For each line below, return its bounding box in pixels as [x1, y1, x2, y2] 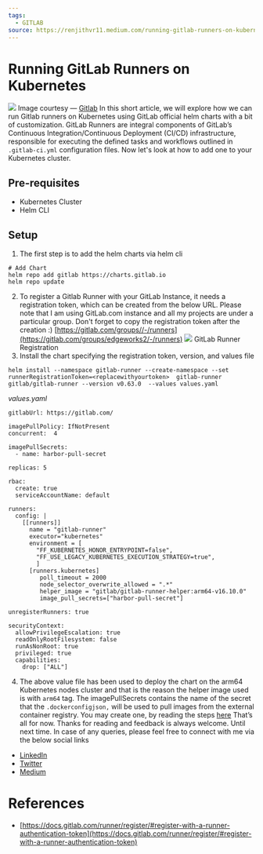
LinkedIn [19, 750, 48, 760]
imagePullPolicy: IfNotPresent [8, 422, 110, 430]
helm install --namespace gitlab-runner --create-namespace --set [8, 366, 229, 374]
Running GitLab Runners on [8, 60, 190, 78]
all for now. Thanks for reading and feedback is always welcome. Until [19, 718, 246, 728]
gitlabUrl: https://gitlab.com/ [8, 409, 113, 417]
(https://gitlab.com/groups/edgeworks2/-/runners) [19, 334, 183, 344]
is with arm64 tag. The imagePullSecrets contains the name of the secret [19, 693, 252, 703]
